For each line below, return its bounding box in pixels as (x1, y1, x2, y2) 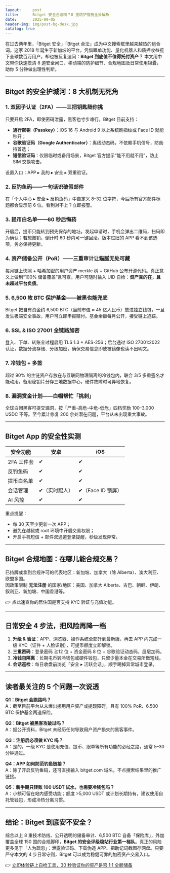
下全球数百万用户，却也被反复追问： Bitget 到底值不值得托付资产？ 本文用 (5, 54, 158, 60)
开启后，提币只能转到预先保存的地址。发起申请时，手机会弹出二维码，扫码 (5, 229, 160, 235)
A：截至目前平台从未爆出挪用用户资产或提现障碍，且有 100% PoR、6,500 (5, 703, 158, 709)
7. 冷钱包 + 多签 (5, 359, 42, 367)
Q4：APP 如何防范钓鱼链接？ (5, 761, 67, 767)
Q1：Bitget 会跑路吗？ (5, 697, 52, 703)
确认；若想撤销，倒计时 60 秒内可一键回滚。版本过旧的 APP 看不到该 (9, 235, 153, 241)
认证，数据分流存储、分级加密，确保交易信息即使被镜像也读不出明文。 (5, 346, 152, 352)
